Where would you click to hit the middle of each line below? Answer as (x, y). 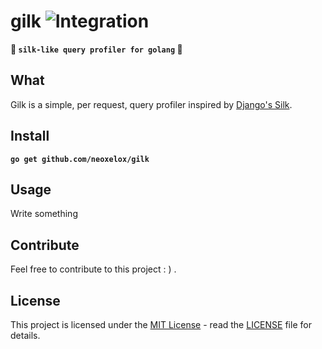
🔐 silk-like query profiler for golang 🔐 (96, 49)
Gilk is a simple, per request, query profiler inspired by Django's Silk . (151, 104)
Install (30, 136)
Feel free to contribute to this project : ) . (93, 269)
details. (25, 335)
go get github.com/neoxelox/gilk (80, 159)
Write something (44, 214)
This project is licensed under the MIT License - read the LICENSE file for (161, 324)
